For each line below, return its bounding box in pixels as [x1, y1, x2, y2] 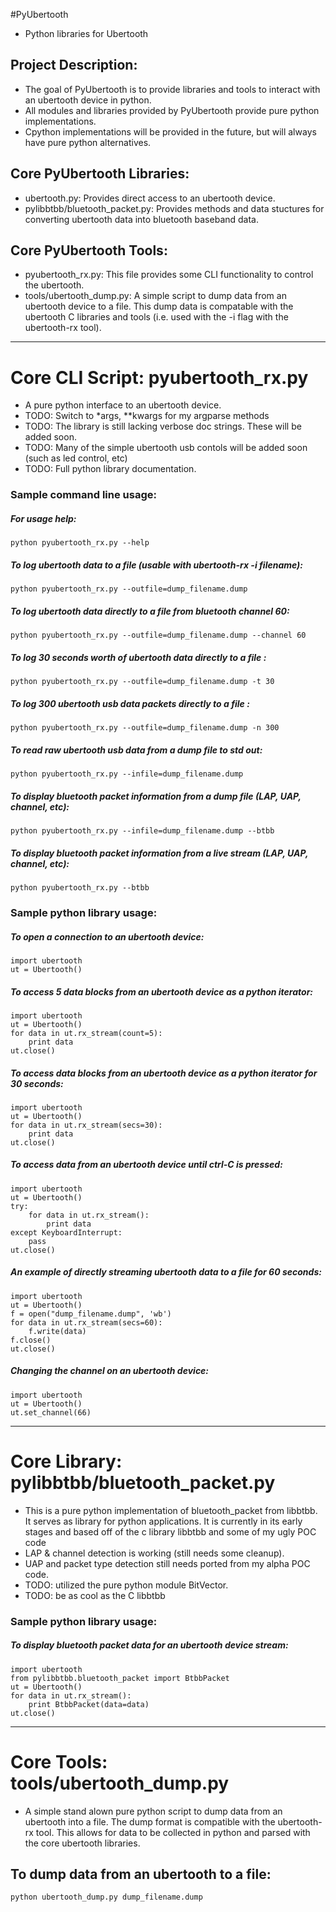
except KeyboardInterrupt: [10, 1227, 123, 1238]
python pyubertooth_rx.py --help [10, 538, 150, 548]
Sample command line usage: [10, 488, 157, 502]
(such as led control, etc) [24, 452, 128, 464]
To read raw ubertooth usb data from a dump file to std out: [10, 744, 263, 756]
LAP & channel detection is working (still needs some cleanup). [24, 1547, 285, 1559]
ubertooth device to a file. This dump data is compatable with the [24, 300, 294, 313]
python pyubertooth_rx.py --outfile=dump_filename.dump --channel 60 [10, 630, 307, 641]
